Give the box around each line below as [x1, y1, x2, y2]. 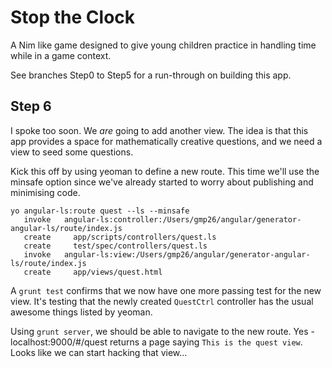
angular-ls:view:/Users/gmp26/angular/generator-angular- [63, 249, 311, 260]
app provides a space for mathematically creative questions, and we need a [10, 135, 323, 147]
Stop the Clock [10, 6, 136, 29]
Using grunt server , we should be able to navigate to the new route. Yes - [10, 325, 315, 337]
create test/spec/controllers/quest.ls [23, 241, 208, 251]
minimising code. [10, 186, 81, 198]
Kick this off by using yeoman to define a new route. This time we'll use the [10, 165, 320, 177]
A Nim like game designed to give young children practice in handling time [10, 39, 317, 51]
